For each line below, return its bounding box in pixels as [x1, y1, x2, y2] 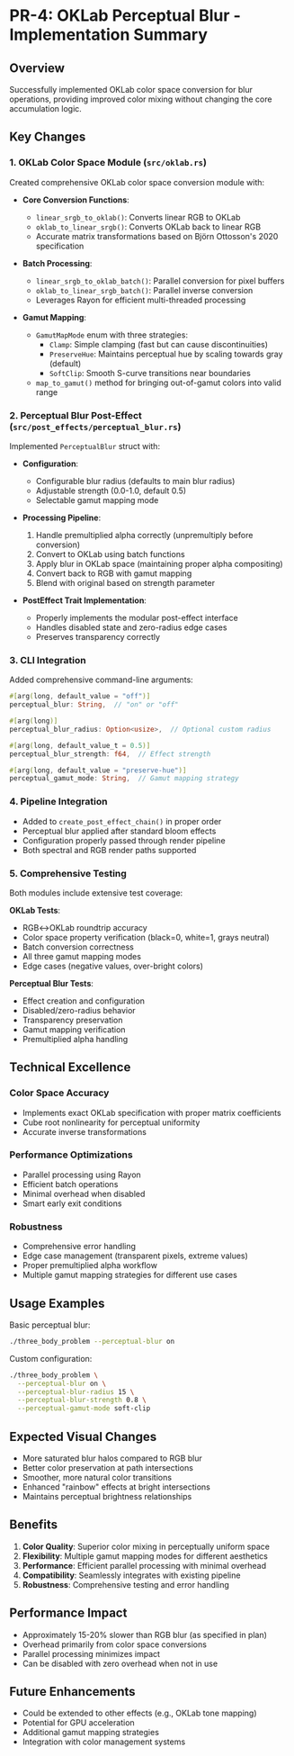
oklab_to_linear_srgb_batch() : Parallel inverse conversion [35, 284, 254, 295]
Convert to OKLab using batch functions [35, 548, 186, 559]
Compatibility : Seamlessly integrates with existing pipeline [22, 1570, 241, 1580]
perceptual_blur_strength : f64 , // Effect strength [9, 749, 211, 759]
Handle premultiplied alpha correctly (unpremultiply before [35, 529, 254, 540]
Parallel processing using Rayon [22, 1169, 141, 1180]
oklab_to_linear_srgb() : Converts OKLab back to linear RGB [35, 221, 262, 232]
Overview [9, 60, 66, 76]
